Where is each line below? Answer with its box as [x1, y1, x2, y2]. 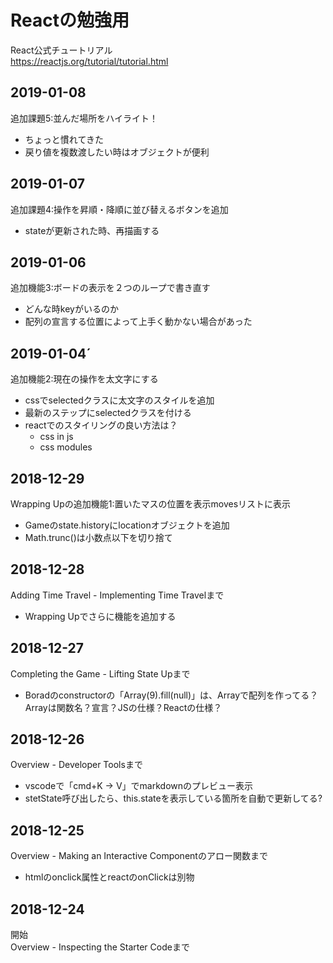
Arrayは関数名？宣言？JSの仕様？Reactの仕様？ [24, 701, 223, 713]
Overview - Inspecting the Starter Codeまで [10, 941, 190, 953]
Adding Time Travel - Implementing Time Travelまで [10, 589, 225, 601]
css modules [39, 441, 93, 453]
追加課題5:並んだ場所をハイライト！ [10, 112, 159, 124]
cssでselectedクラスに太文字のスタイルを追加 [24, 394, 215, 406]
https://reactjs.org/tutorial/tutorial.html [10, 55, 169, 67]
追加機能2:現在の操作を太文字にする [10, 373, 159, 385]
